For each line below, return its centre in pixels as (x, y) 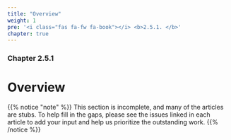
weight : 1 (22, 21)
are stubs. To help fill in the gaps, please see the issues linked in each (109, 115)
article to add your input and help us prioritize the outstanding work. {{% (113, 122)
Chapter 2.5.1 (31, 59)
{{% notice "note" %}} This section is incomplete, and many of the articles (115, 107)
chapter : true (28, 34)
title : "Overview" (34, 14)
